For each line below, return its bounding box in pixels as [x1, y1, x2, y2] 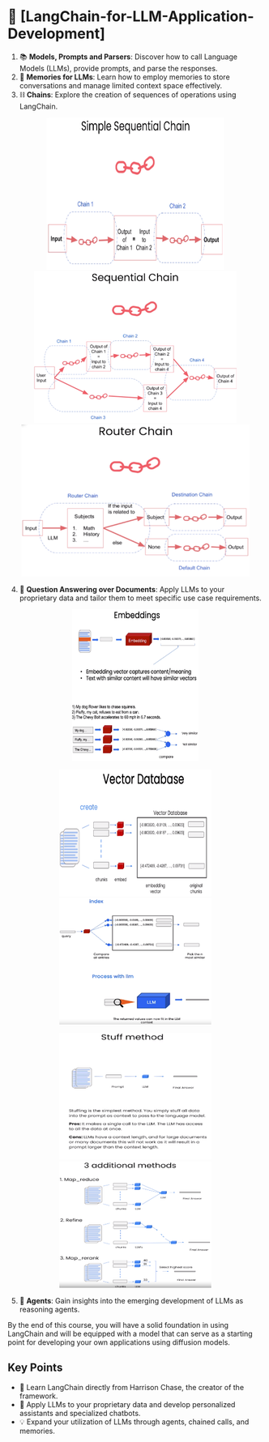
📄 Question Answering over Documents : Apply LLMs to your [19, 584, 225, 594]
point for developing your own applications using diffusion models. [7, 1337, 230, 1347]
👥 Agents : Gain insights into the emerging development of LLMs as [19, 1295, 244, 1305]
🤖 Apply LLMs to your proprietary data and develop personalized [19, 1399, 236, 1409]
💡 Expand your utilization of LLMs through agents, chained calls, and [19, 1417, 250, 1427]
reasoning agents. [19, 1304, 80, 1314]
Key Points [7, 1361, 63, 1375]
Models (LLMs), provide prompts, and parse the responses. [19, 63, 218, 73]
